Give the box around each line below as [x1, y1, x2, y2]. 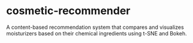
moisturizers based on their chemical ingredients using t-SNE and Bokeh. [6, 29, 187, 37]
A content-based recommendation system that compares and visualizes [6, 24, 184, 31]
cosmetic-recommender [6, 4, 131, 18]
